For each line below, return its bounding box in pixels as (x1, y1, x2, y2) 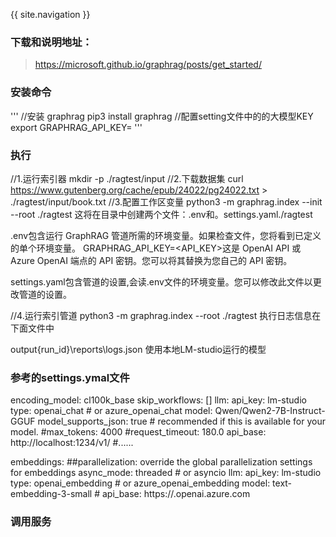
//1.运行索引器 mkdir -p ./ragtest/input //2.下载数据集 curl (10, 172, 244, 184)
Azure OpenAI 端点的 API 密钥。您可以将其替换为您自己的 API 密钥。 (10, 254, 293, 266)
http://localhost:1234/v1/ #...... (10, 437, 134, 449)
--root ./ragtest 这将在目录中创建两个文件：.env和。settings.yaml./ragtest (10, 208, 313, 220)
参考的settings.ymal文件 (10, 370, 130, 384)
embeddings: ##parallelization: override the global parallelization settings (10, 456, 313, 468)
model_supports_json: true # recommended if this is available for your (37, 415, 326, 428)
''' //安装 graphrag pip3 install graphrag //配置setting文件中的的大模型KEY (10, 110, 314, 122)
